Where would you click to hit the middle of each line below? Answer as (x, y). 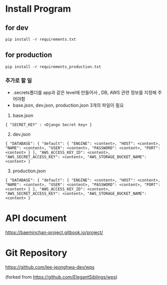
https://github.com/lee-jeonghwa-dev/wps (50, 267)
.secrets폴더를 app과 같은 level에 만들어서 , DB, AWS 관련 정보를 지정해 (85, 93)
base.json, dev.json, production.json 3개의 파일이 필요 (68, 106)
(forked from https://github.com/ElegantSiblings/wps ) (62, 277)
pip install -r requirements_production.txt (53, 67)
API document (36, 218)
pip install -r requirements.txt (41, 39)
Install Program (38, 9)
